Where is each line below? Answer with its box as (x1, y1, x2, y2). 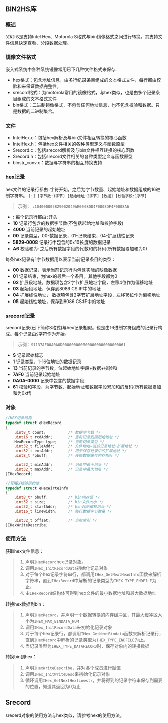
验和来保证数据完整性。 (12, 83, 61, 89)
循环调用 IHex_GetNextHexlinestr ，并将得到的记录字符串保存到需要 (25, 677, 163, 683)
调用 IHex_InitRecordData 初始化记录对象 (25, 565, 108, 571)
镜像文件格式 (5, 53, 37, 61)
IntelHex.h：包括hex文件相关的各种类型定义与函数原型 (12, 141, 125, 147)
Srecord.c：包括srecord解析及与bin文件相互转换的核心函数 (12, 147, 135, 153)
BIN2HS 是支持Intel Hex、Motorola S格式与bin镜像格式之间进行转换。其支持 (5, 33, 158, 39)
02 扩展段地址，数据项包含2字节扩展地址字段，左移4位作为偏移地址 (12, 279, 153, 285)
